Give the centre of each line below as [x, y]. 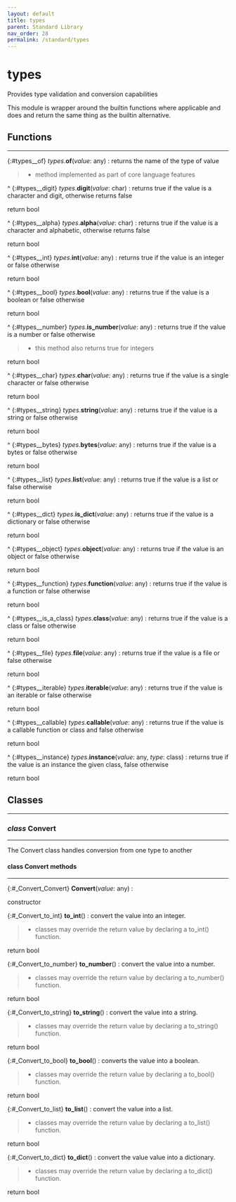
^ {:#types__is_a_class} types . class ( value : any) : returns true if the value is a [118, 618]
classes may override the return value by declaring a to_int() [122, 929]
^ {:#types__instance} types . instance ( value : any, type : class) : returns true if [118, 757]
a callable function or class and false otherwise [76, 730]
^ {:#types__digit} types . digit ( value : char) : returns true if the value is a [110, 188]
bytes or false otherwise [42, 452]
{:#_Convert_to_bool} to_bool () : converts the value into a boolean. [104, 1061]
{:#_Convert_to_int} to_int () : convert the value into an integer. [97, 916]
